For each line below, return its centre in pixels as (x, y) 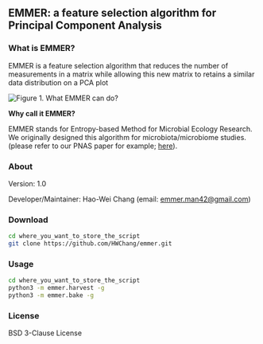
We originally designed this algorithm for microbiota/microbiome (114, 137)
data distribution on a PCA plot (58, 82)
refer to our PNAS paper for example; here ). (106, 146)
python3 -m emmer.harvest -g (56, 288)
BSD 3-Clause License (45, 333)
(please (21, 146)
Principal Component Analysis (85, 26)
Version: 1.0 (27, 183)
